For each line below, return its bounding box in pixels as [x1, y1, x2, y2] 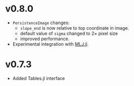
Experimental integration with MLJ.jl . [12, 41, 89, 47]
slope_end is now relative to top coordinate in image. [20, 25, 129, 31]
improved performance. [20, 36, 70, 42]
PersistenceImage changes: [12, 20, 70, 26]
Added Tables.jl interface [12, 75, 65, 81]
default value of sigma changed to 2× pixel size [20, 30, 118, 36]
